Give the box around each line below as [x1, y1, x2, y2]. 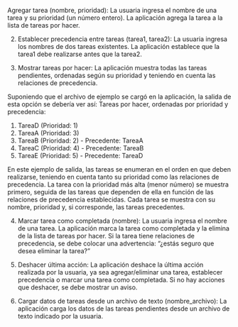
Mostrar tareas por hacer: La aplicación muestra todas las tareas [17, 64, 207, 72]
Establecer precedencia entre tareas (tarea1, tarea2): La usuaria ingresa [17, 35, 227, 43]
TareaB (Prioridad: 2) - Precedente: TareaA [17, 136, 144, 145]
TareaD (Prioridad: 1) [17, 121, 78, 130]
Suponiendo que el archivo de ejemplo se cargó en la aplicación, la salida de [7, 92, 232, 101]
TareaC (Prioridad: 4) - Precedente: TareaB [17, 144, 144, 152]
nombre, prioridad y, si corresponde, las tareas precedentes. [7, 203, 185, 211]
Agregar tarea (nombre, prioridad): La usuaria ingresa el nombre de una [7, 6, 217, 14]
